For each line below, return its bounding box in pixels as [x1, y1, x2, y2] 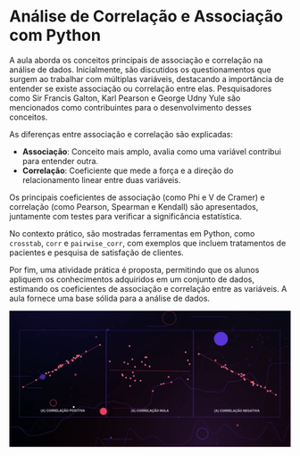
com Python [9, 25, 101, 46]
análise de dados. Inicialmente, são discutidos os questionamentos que [9, 64, 272, 75]
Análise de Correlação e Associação [9, 6, 284, 27]
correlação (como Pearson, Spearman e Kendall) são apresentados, [9, 201, 259, 211]
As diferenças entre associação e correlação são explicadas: [9, 129, 234, 139]
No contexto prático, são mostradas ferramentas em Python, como [9, 228, 255, 238]
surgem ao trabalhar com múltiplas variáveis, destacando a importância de [9, 73, 284, 84]
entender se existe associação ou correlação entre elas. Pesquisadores [9, 83, 272, 94]
